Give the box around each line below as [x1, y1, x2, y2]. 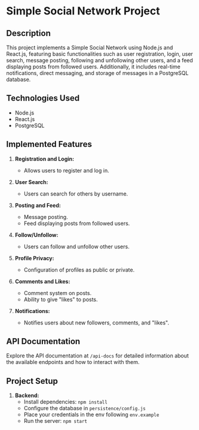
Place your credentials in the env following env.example [23, 411, 160, 418]
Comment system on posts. [23, 289, 91, 296]
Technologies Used [6, 93, 79, 103]
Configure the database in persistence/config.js [23, 405, 146, 412]
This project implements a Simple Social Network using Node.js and [6, 44, 173, 51]
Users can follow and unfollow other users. [23, 243, 130, 250]
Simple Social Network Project [6, 4, 160, 18]
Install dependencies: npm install [23, 398, 108, 405]
